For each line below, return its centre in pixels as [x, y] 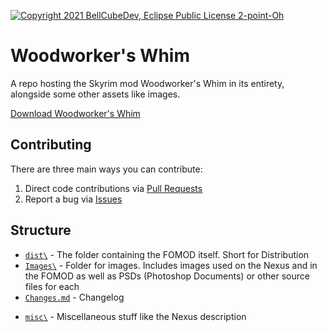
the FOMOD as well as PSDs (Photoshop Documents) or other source [167, 276]
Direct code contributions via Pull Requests [113, 188]
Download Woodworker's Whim [75, 113]
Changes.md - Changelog [74, 297]
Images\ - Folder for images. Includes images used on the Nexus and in [171, 265]
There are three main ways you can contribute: [106, 169]
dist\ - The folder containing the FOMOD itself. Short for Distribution [167, 254]
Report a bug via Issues [73, 199]
